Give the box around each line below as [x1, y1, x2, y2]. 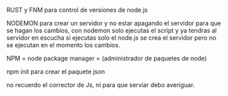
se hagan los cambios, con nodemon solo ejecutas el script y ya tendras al [6, 27, 217, 34]
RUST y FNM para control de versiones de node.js [6, 6, 148, 14]
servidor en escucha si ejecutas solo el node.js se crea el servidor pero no [6, 34, 216, 42]
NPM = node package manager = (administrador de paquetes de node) [6, 54, 207, 62]
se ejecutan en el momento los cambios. [6, 41, 121, 49]
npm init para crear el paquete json [6, 68, 105, 75]
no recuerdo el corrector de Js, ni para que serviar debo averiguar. [6, 81, 195, 88]
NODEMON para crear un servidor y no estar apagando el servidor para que [6, 19, 221, 27]
